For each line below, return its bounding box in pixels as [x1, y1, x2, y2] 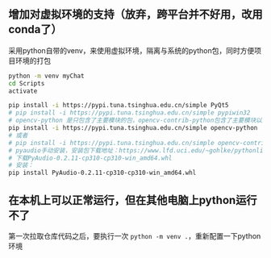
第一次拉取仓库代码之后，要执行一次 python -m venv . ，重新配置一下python [8, 231, 261, 240]
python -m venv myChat [8, 72, 85, 80]
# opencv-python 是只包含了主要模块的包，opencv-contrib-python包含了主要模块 [8, 116, 256, 125]
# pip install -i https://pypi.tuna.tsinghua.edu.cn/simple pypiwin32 [8, 109, 251, 117]
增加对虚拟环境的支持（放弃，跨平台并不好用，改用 [8, 7, 263, 22]
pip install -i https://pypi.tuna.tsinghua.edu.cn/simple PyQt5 [8, 102, 229, 110]
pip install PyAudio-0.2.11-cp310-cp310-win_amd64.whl [8, 169, 197, 177]
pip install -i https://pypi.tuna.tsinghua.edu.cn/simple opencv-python [8, 124, 258, 132]
